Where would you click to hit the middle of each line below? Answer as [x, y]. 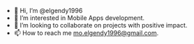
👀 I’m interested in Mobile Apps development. [79, 18]
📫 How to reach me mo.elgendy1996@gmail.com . [86, 33]
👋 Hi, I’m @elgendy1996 [48, 11]
